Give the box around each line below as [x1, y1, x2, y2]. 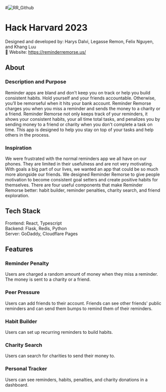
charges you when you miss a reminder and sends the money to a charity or [5, 105, 161, 111]
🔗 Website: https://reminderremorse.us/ [5, 49, 86, 55]
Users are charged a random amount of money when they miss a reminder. [5, 271, 159, 277]
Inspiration [5, 144, 32, 151]
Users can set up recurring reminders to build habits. [5, 329, 113, 335]
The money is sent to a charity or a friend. [5, 276, 91, 283]
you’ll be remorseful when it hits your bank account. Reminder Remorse [5, 100, 152, 106]
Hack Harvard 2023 [5, 22, 88, 33]
